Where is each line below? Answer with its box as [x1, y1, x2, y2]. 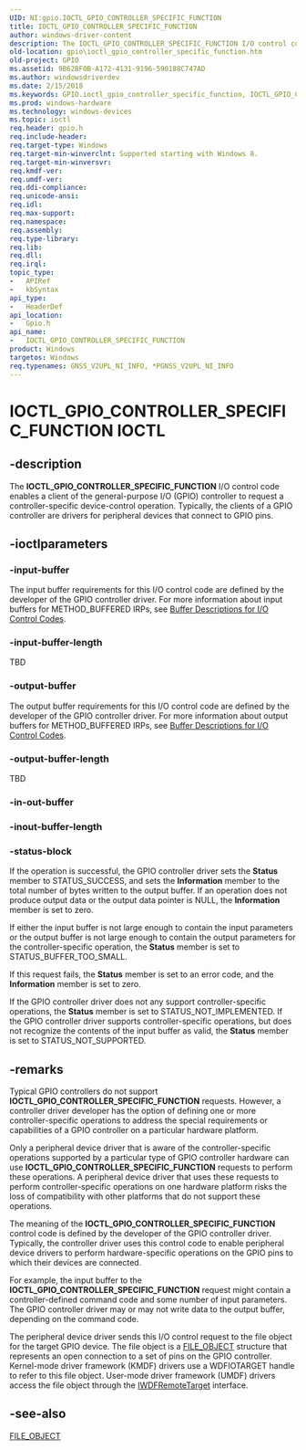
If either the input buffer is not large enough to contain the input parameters [9, 922, 293, 933]
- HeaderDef [9, 302, 64, 311]
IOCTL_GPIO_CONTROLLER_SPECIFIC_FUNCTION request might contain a [9, 1285, 291, 1296]
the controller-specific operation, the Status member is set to [9, 941, 240, 952]
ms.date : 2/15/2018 [9, 81, 84, 90]
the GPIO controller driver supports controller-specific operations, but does [9, 1015, 292, 1027]
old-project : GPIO [9, 56, 79, 65]
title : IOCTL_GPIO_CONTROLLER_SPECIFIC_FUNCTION [9, 22, 198, 31]
